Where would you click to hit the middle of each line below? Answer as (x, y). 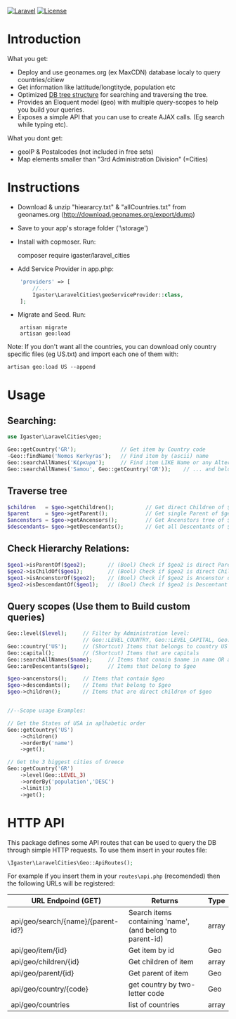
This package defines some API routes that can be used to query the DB (112, 842)
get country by (153, 985)
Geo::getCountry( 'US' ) (40, 730)
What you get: (28, 58)
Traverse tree (38, 491)
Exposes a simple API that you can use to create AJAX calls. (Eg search (121, 117)
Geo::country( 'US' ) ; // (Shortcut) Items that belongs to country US (118, 646)
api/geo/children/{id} (45, 962)
